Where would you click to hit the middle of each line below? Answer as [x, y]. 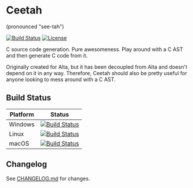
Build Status [29, 98]
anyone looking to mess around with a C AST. [61, 79]
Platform [22, 114]
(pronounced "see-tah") [35, 26]
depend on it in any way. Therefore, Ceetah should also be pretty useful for [96, 73]
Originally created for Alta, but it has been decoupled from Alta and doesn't [97, 67]
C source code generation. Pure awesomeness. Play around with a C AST [94, 49]
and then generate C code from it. [47, 55]
